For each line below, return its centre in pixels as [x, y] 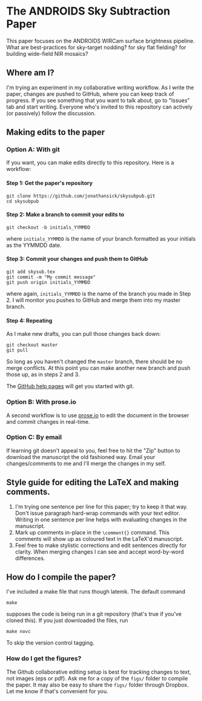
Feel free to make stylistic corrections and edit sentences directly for [101, 545]
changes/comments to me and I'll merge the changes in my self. [86, 463]
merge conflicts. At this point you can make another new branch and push [98, 368]
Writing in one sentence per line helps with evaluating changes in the [101, 519]
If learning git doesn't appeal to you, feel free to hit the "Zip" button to [93, 451]
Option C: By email [34, 437]
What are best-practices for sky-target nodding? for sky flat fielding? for [96, 47]
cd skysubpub [23, 201]
